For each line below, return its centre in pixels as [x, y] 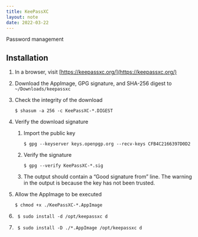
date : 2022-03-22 [27, 22]
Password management [35, 39]
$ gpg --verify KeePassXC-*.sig [63, 166]
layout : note [22, 17]
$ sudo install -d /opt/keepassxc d [63, 217]
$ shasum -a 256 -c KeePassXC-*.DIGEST [64, 111]
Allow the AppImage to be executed [58, 195]
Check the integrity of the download [59, 100]
